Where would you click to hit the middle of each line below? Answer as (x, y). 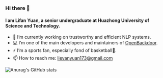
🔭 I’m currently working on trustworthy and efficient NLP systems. (82, 37)
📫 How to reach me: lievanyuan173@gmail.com (63, 58)
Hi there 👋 (18, 8)
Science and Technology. (33, 25)
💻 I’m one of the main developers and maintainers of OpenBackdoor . (85, 43)
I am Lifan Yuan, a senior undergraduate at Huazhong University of (77, 20)
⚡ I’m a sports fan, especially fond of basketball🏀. (64, 50)
